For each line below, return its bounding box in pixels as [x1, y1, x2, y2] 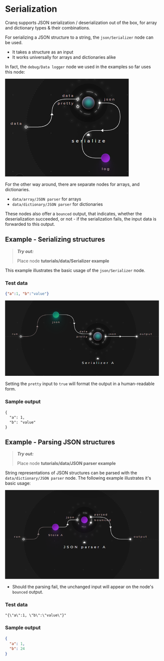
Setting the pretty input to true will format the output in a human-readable [5, 381, 155, 387]
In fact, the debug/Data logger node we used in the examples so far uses [5, 64, 151, 70]
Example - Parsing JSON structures [5, 438, 116, 446]
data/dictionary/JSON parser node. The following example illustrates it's [5, 475, 151, 481]
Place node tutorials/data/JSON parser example [17, 461, 116, 466]
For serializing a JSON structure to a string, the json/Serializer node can [5, 34, 154, 40]
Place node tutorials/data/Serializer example [17, 258, 110, 264]
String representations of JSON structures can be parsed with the [5, 470, 138, 476]
